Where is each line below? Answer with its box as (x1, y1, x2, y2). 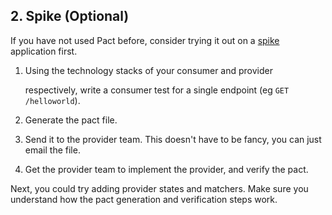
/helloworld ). (24, 94, 81, 106)
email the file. (24, 144, 81, 156)
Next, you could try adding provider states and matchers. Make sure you (10, 182, 309, 194)
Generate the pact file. (24, 114, 118, 126)
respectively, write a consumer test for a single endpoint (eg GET (24, 84, 290, 96)
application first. (10, 45, 78, 57)
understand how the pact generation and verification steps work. (10, 193, 278, 205)
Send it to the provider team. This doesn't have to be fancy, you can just (24, 133, 322, 145)
